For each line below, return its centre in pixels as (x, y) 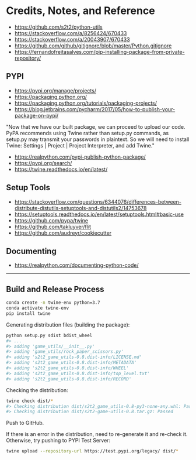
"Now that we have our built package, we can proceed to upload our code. (96, 126)
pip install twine (28, 313)
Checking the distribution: (37, 390)
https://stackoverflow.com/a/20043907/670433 (72, 39)
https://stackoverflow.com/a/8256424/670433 (71, 33)
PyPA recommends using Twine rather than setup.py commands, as (87, 133)
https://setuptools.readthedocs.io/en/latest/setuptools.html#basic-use (99, 214)
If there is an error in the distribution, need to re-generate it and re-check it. (97, 434)
